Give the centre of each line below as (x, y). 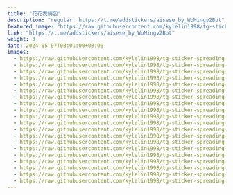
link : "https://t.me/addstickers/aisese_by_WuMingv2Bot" (91, 33)
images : (18, 53)
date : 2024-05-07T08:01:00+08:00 (55, 46)
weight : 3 (21, 39)
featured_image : (31, 26)
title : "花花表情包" (34, 13)
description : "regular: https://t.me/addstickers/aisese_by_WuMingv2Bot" (116, 20)
